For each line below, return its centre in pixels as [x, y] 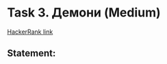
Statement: [31, 53]
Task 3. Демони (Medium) [84, 13]
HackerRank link [30, 32]
